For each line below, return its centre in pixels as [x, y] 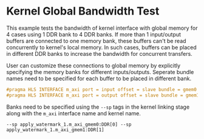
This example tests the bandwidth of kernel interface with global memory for [102, 28]
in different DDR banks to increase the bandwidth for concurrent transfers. [99, 53]
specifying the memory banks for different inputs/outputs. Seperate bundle [100, 72]
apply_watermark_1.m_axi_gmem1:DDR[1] [55, 130]
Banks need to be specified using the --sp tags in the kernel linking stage [98, 107]
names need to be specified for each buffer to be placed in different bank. [99, 78]
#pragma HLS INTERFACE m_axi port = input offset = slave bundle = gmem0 [102, 89]
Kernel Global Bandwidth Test [83, 11]
